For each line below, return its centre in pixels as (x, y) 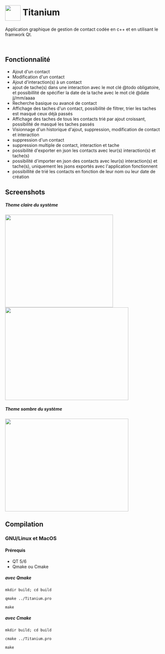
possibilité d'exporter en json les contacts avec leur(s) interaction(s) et (84, 150)
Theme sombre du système (34, 409)
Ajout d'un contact (31, 71)
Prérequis (15, 550)
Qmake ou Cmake (30, 566)
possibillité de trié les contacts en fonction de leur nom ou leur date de (84, 171)
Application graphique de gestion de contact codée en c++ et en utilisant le (82, 29)
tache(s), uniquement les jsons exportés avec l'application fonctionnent (85, 166)
